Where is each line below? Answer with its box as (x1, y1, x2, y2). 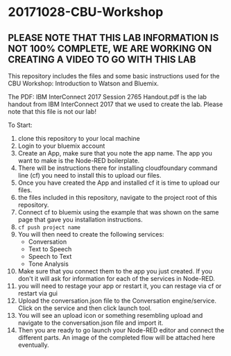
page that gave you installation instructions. (17, 216, 143, 223)
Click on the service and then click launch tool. (17, 304, 152, 312)
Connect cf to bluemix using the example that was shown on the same (17, 208, 219, 216)
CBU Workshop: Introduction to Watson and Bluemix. (8, 79, 159, 87)
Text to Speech (28, 245, 72, 253)
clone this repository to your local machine (17, 135, 141, 142)
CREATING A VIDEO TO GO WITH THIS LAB (8, 53, 196, 65)
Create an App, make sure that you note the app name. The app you (17, 149, 212, 157)
